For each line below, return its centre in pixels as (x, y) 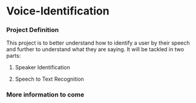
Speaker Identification (43, 67)
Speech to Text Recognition (50, 79)
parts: (14, 56)
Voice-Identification (58, 11)
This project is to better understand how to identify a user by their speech (98, 43)
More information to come (45, 95)
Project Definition (33, 30)
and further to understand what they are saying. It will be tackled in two (95, 49)
